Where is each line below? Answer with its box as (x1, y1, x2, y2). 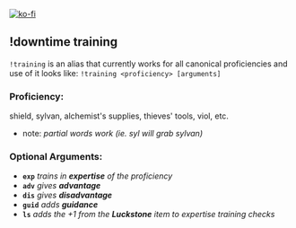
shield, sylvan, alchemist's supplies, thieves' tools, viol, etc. (9, 110, 229, 121)
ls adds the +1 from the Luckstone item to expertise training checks (22, 209, 275, 220)
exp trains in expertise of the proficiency (22, 171, 173, 181)
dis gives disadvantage (22, 189, 113, 201)
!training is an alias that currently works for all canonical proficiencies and (9, 58, 288, 69)
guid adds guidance (22, 199, 99, 210)
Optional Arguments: (9, 151, 103, 163)
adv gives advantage (22, 180, 101, 191)
